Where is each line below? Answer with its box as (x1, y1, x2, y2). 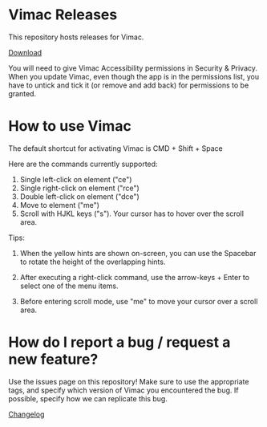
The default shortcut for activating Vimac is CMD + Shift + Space (8, 143, 223, 153)
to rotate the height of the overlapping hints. (19, 257, 166, 266)
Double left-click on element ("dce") (19, 191, 140, 201)
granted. (8, 88, 37, 98)
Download (8, 47, 42, 57)
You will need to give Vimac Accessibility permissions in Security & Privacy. (8, 63, 258, 73)
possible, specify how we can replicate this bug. (8, 393, 168, 403)
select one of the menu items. (19, 281, 119, 291)
